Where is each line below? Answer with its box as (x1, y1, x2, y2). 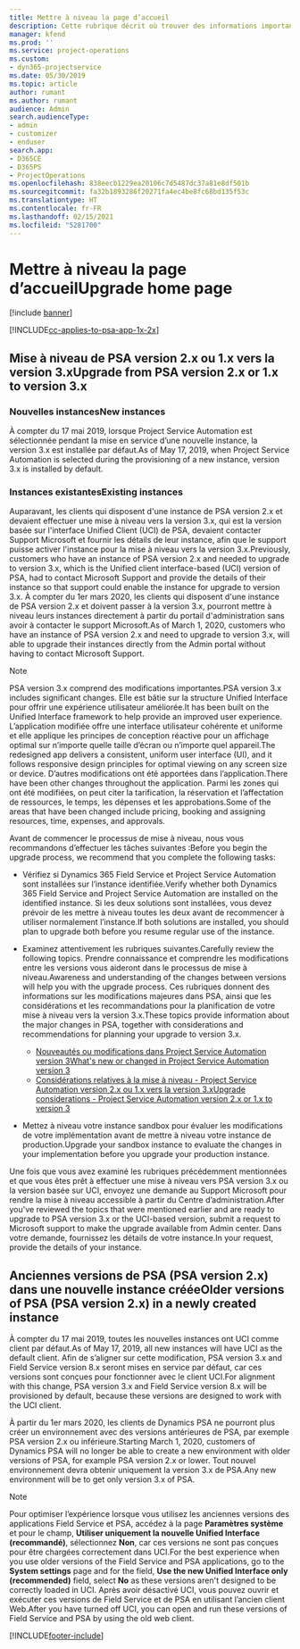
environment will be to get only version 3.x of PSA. (9, 1474, 196, 1485)
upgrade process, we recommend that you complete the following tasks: (9, 852, 276, 862)
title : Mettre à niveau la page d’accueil (9, 12, 170, 22)
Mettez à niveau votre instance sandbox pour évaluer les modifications (21, 1120, 283, 1131)
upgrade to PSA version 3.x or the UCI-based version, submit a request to (9, 1213, 281, 1224)
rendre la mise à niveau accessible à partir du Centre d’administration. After (9, 1195, 285, 1205)
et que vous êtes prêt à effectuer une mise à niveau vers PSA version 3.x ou (9, 1176, 288, 1187)
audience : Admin (9, 104, 70, 113)
